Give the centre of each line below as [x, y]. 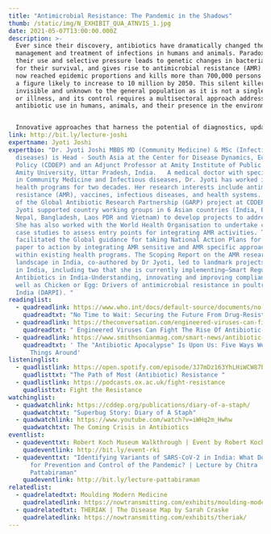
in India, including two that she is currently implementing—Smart [131, 270]
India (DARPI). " [45, 292]
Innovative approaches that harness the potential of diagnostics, [131, 127]
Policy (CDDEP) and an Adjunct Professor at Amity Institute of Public [139, 165]
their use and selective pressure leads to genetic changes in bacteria [140, 61]
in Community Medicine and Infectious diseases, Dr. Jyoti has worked [137, 180]
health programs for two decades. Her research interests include [129, 188]
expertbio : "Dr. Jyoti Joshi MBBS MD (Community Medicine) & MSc [120, 150]
